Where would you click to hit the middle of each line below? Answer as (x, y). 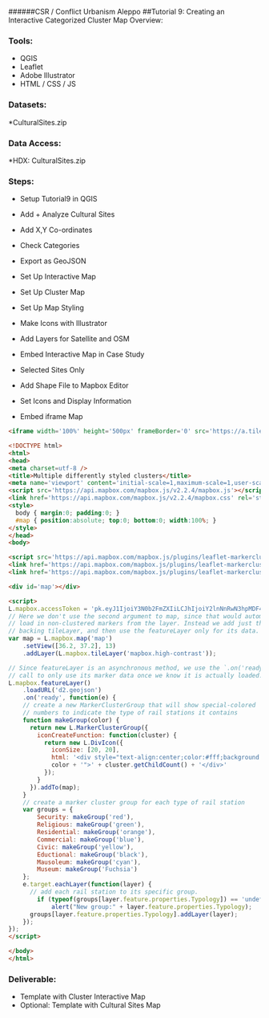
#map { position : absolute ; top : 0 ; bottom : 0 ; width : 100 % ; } (116, 520)
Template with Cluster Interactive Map (82, 997)
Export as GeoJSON (53, 261)
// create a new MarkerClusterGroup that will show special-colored (139, 706)
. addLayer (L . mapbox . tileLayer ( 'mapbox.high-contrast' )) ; (120, 654)
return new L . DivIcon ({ (84, 743)
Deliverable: (32, 979)
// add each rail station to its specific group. (114, 892)
